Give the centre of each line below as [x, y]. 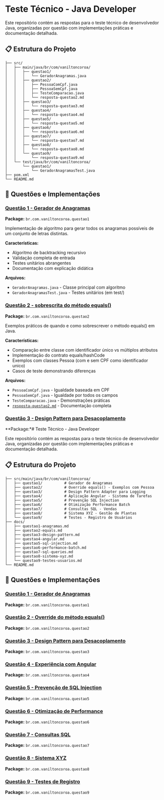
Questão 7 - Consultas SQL [38, 735]
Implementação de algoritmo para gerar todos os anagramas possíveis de [80, 228]
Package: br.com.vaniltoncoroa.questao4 [47, 675]
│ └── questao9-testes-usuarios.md [44, 561]
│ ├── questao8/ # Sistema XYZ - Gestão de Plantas [71, 513]
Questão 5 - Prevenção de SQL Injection [53, 688]
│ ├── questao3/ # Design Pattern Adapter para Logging [75, 492]
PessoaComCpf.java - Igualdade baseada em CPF [61, 390]
